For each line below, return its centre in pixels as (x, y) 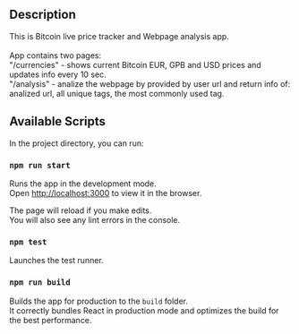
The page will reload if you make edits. (81, 210)
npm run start (40, 165)
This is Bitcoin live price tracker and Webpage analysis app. (120, 36)
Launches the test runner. (57, 261)
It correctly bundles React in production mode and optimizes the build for (144, 310)
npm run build (40, 283)
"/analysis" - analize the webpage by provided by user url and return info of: (150, 83)
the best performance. (51, 320)
